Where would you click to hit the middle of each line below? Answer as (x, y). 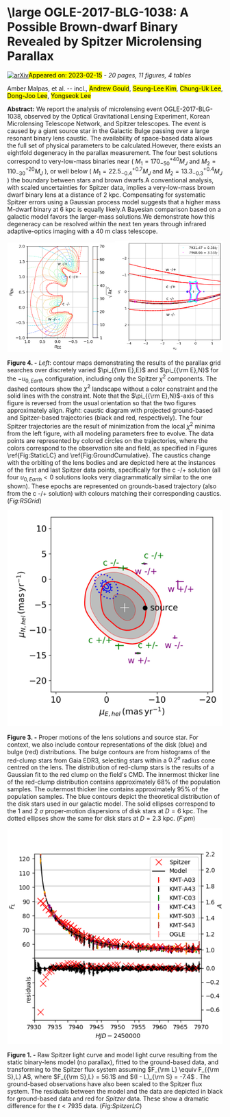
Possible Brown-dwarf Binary (92, 27)
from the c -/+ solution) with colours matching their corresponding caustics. (114, 493)
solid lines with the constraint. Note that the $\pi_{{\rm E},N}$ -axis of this (111, 396)
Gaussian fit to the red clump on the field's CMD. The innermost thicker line (113, 775)
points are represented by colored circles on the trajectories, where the (107, 440)
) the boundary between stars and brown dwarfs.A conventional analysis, (111, 180)
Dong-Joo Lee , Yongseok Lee (49, 95)
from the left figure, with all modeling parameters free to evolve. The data (111, 433)
